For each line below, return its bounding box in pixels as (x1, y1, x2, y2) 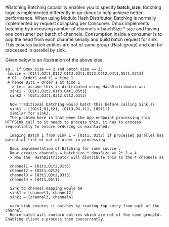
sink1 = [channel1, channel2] (10, 190, 73, 195)
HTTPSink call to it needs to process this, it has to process (5, 120, 142, 125)
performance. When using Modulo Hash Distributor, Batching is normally (5, 15, 157, 21)
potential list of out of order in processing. (5, 137, 108, 142)
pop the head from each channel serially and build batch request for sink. (5, 36, 158, 42)
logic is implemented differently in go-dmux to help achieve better (5, 10, 143, 16)
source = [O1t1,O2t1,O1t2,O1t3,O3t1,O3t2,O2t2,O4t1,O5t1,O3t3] (7, 71, 144, 76)
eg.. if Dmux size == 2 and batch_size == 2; (5, 67, 103, 72)
